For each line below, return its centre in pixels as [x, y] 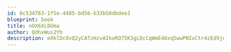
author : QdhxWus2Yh [35, 32]
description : [26, 38]
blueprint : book [30, 20]
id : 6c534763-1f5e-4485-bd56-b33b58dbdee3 [69, 13]
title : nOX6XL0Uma [33, 26]
